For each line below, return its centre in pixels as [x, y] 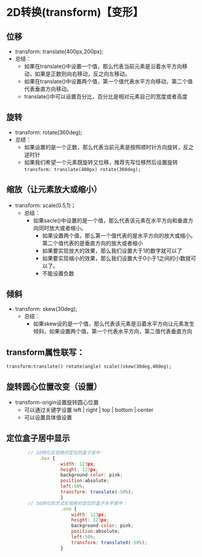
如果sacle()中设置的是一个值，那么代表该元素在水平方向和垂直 [111, 220]
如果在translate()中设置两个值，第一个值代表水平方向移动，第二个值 [109, 81]
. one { [69, 509]
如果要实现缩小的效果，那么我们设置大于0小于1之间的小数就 [116, 258]
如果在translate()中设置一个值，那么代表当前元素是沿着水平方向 [103, 66]
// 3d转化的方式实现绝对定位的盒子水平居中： [77, 503]
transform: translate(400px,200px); [59, 51]
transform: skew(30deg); [46, 309]
